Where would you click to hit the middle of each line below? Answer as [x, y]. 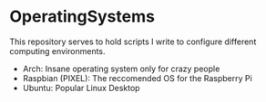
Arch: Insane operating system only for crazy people [121, 69]
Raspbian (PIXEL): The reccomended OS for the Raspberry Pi [137, 78]
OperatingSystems [82, 17]
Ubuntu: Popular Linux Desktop [81, 88]
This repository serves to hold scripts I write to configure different [133, 42]
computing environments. [58, 51]
